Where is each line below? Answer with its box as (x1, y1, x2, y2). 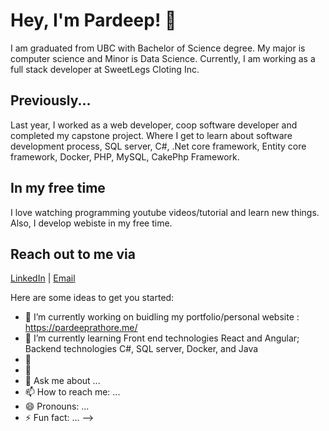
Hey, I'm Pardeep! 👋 (10, 9, 177, 32)
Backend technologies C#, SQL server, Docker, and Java (24, 343, 259, 355)
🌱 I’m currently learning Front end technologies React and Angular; (24, 332, 300, 344)
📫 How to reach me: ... (24, 386, 121, 398)
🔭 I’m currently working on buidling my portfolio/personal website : (24, 311, 300, 323)
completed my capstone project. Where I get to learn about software (10, 129, 293, 141)
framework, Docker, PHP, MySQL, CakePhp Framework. (10, 150, 240, 163)
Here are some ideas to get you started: (10, 292, 175, 304)
